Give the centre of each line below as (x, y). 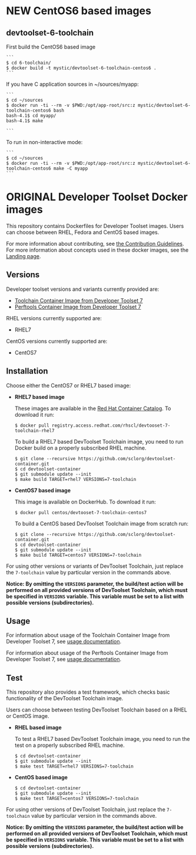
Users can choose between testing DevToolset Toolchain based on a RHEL (97, 710)
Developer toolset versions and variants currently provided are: (83, 289)
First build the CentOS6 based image (51, 47)
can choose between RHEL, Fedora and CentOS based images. (83, 232)
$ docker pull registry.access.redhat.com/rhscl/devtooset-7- (92, 425)
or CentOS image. (28, 716)
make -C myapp (71, 168)
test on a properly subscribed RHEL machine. (69, 745)
